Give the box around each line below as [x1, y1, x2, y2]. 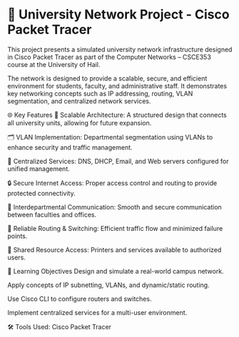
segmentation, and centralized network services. [7, 96, 151, 105]
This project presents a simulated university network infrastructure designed [7, 45, 233, 53]
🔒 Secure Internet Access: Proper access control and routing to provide [7, 178, 218, 187]
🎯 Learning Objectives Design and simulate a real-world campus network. [7, 266, 224, 275]
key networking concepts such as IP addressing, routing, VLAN [7, 89, 193, 98]
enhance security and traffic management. [7, 142, 133, 152]
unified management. [7, 164, 70, 173]
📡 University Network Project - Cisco [7, 6, 230, 23]
